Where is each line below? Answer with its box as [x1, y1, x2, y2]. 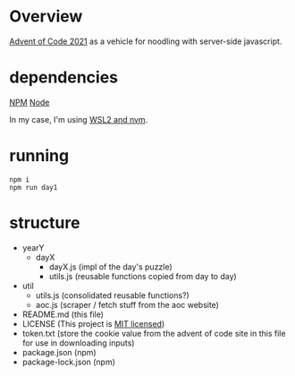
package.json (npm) [21, 346, 97, 357]
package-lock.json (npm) [21, 356, 116, 367]
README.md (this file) [21, 309, 105, 320]
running [9, 146, 70, 167]
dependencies [9, 67, 119, 88]
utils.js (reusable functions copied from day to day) [48, 270, 237, 281]
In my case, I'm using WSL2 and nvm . [9, 114, 148, 124]
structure [9, 213, 80, 233]
